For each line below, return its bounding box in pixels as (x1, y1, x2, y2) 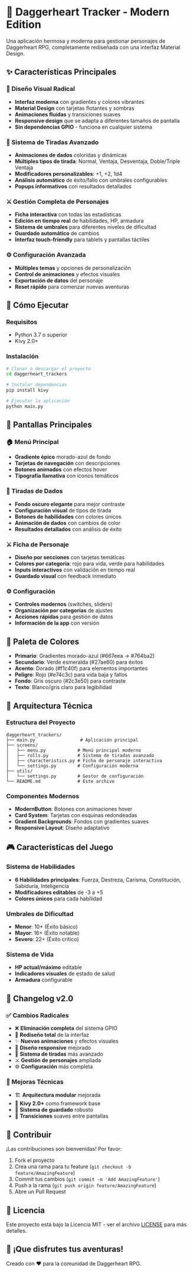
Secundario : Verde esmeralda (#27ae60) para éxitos (14, 658, 143, 666)
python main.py (6, 403, 44, 409)
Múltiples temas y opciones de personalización (14, 264, 131, 271)
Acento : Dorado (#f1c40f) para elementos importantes (14, 665, 148, 672)
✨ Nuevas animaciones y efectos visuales (14, 1037, 119, 1044)
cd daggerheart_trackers (6, 371, 67, 377)
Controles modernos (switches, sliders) (14, 600, 113, 608)
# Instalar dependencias (6, 382, 67, 388)
